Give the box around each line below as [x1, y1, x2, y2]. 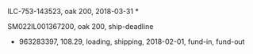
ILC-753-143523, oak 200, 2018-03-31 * [7, 7, 140, 16]
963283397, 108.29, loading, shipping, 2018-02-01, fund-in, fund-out [18, 37, 245, 46]
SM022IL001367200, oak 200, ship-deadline [7, 22, 154, 31]
